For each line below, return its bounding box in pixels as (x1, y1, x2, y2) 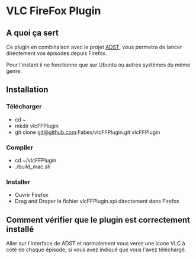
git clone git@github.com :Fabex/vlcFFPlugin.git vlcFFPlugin (14, 129, 160, 136)
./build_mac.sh (14, 163, 51, 170)
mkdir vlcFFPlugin (14, 122, 59, 129)
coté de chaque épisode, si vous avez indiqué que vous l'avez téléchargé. (6, 246, 187, 253)
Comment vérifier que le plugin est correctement (6, 215, 191, 225)
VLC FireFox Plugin (6, 4, 101, 18)
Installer (6, 178, 31, 186)
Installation (6, 85, 49, 95)
